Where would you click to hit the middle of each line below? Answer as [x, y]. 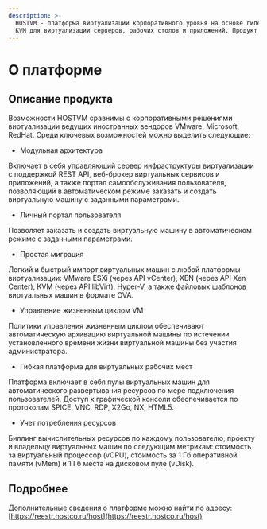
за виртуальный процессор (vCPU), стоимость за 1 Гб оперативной [123, 455]
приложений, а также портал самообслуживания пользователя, [117, 183]
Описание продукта [61, 99]
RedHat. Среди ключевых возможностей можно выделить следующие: [129, 135]
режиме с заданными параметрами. [70, 239]
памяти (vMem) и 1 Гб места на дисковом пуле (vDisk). [101, 464]
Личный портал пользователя [70, 215]
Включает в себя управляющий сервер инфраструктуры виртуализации [131, 166]
